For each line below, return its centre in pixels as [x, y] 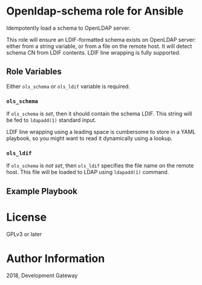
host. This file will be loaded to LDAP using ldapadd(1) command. [88, 172]
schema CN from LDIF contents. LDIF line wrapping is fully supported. [93, 52]
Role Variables [34, 72]
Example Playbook [42, 191]
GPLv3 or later [24, 234]
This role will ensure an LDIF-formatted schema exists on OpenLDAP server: [101, 39]
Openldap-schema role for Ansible [95, 11]
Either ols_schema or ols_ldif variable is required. [68, 86]
